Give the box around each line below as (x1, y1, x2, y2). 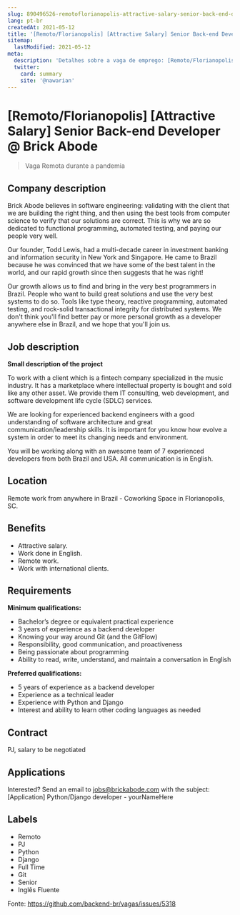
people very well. (7, 231, 59, 240)
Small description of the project (7, 359, 104, 368)
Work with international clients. (17, 564, 109, 572)
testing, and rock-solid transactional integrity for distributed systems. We (7, 305, 222, 314)
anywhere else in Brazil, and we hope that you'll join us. (7, 320, 171, 329)
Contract (7, 726, 48, 739)
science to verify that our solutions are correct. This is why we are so (7, 216, 211, 225)
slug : (7, 10, 24, 18)
